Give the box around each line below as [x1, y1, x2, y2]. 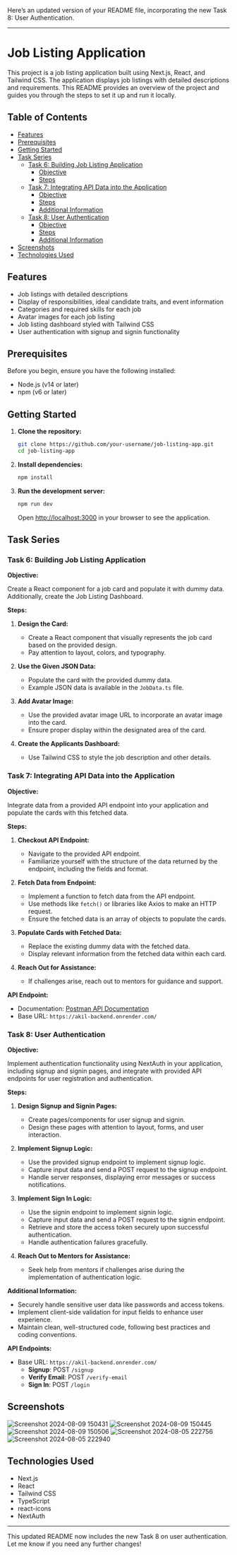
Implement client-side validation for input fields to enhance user [17, 1307, 204, 1316]
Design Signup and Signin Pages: [17, 1101, 118, 1110]
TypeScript [17, 1496, 50, 1505]
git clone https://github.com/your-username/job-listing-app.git [17, 441, 214, 448]
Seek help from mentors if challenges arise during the [28, 1265, 185, 1273]
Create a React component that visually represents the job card [28, 633, 212, 642]
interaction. [28, 1130, 61, 1139]
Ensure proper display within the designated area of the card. [28, 725, 207, 735]
